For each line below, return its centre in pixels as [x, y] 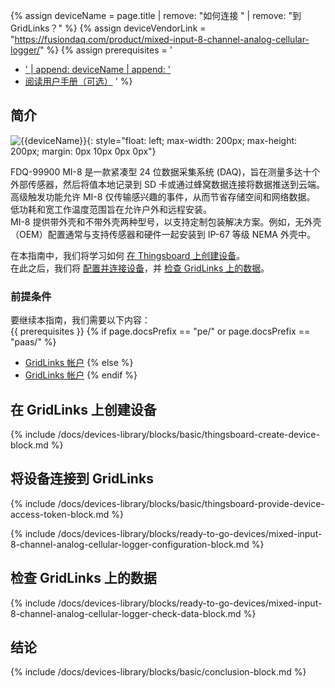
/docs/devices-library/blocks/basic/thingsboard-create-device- [188, 434]
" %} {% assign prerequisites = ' [106, 50]
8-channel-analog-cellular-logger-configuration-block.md [130, 544]
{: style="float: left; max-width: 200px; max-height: [192, 140]
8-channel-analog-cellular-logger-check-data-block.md [126, 613]
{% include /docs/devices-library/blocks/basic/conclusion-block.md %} [158, 672]
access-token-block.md [60, 514]
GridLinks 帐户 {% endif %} [81, 375]
